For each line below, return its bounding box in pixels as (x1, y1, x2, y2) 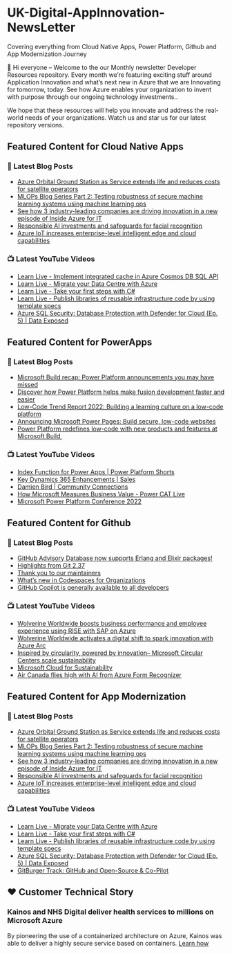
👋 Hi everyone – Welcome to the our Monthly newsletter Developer (7, 63, 197, 71)
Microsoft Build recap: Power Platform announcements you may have (17, 372, 215, 381)
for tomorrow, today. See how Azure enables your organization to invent (7, 85, 212, 93)
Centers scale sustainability (17, 656, 97, 664)
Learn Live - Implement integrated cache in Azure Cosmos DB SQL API (17, 272, 219, 280)
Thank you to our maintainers (17, 568, 101, 577)
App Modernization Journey (7, 50, 88, 58)
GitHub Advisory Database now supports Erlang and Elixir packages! (17, 554, 213, 562)
